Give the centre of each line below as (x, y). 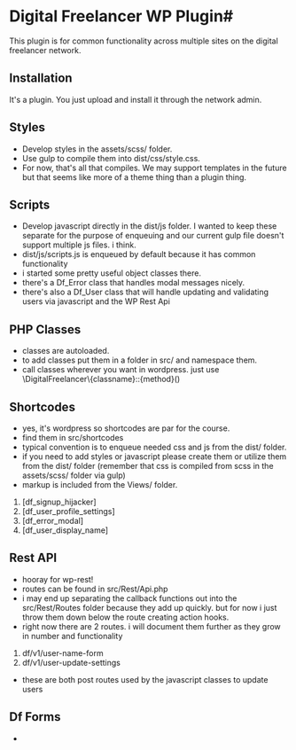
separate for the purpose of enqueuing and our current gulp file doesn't (153, 236)
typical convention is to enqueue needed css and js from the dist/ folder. (154, 447)
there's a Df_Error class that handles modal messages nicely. (133, 283)
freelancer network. (45, 50)
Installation (41, 78)
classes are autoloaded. (66, 351)
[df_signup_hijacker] (59, 502)
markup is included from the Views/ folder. (100, 484)
